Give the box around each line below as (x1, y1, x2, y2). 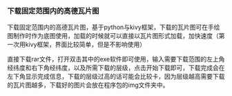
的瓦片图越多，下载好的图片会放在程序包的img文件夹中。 (7, 81, 169, 89)
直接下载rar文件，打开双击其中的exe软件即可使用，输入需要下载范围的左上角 (7, 55, 225, 64)
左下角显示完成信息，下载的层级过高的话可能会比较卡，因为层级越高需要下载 (7, 73, 225, 81)
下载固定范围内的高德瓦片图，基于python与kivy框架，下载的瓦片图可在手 (7, 23, 214, 32)
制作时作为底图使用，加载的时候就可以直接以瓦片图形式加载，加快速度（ (12, 32, 219, 40)
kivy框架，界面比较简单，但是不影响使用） (25, 40, 146, 49)
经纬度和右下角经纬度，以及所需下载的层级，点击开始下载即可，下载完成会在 (7, 64, 225, 72)
